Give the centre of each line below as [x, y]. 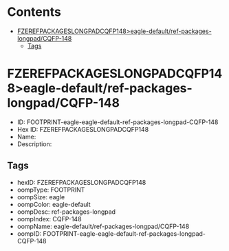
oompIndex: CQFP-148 [49, 219]
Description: [34, 144]
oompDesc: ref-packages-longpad [66, 212]
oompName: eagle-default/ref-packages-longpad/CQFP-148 [103, 226]
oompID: [29, 233]
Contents [34, 12]
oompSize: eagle [41, 197]
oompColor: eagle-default [54, 204]
